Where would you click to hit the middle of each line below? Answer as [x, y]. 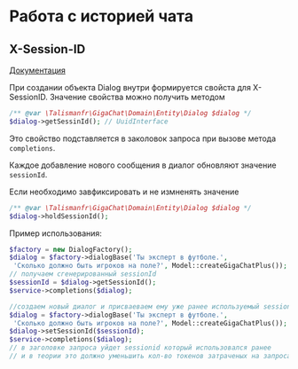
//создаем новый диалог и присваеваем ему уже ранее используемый [134, 306]
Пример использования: [55, 233]
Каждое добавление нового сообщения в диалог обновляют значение [143, 165]
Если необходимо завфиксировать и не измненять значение [124, 192]
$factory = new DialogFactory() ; [71, 249]
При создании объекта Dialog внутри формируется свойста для [130, 87]
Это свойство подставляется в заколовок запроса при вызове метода [143, 138]
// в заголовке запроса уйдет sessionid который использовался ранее [141, 348]
